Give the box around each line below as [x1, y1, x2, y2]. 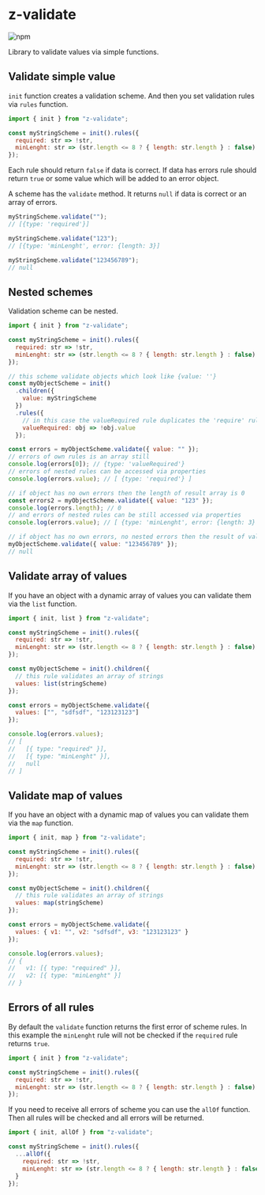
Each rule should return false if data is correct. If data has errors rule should [8, 165, 257, 175]
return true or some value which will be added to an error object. [8, 174, 219, 184]
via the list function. [8, 599, 77, 609]
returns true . [8, 1038, 50, 1048]
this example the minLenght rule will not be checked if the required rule [8, 1030, 238, 1040]
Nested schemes [8, 285, 93, 298]
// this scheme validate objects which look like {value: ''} [8, 372, 217, 381]
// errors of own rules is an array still [8, 453, 150, 461]
